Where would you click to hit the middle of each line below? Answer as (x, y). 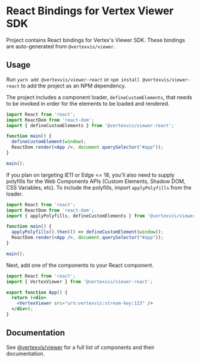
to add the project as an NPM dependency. (73, 86)
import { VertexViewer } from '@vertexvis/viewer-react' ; (79, 281)
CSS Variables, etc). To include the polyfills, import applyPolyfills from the (99, 187)
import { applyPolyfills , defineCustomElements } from (76, 216)
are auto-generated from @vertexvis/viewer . (61, 46)
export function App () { (37, 292)
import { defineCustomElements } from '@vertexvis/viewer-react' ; (90, 125)
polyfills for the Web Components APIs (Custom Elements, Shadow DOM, (96, 181)
